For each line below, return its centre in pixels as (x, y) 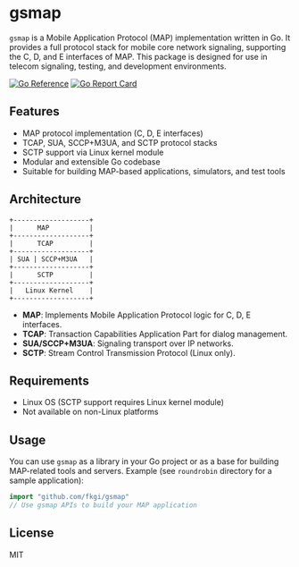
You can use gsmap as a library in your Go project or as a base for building (144, 461)
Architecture (46, 199)
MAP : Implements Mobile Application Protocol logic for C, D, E (137, 315)
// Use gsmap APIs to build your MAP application (104, 505)
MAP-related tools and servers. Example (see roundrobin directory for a (141, 471)
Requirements (49, 381)
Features (34, 111)
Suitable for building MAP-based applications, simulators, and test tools (154, 171)
